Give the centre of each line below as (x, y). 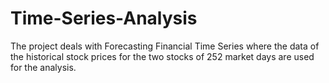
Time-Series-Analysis (104, 18)
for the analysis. (43, 67)
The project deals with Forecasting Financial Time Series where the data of (165, 46)
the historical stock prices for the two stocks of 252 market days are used (162, 56)
